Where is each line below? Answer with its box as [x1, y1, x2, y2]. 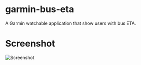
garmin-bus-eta [5, 4, 75, 15]
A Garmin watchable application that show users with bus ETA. [5, 20, 136, 26]
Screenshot [5, 38, 55, 49]
